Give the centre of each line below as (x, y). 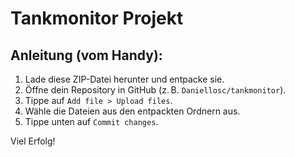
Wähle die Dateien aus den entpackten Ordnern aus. (132, 111)
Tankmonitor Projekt (97, 18)
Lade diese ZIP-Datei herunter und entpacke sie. (124, 79)
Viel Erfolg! (33, 141)
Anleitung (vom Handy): (86, 55)
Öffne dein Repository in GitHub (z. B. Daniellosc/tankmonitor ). (155, 90)
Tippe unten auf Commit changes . (91, 121)
